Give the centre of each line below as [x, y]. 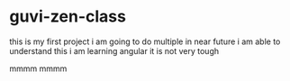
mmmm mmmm [38, 68]
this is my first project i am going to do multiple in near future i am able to [145, 41]
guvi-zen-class [68, 17]
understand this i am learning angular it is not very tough [114, 50]
